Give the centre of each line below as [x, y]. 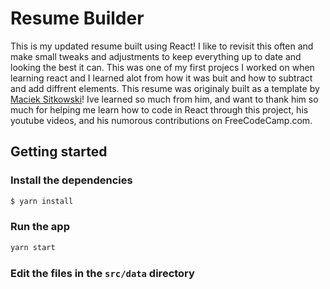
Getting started [59, 152]
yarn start [33, 247]
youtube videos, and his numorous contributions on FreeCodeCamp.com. [161, 120]
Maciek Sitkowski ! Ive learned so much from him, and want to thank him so [164, 99]
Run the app [40, 227]
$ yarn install [42, 201]
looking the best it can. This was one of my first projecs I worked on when [162, 67]
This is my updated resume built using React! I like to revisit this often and [162, 46]
